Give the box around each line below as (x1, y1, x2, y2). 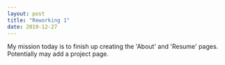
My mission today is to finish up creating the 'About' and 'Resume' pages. (7, 43, 219, 51)
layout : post (7, 10, 45, 17)
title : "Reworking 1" (7, 17, 70, 24)
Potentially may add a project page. (7, 50, 109, 58)
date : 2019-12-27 (7, 23, 58, 30)
